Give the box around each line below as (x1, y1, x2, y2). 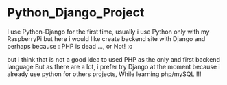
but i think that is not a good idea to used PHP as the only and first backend (7, 55, 221, 63)
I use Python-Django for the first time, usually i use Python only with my (7, 27, 210, 36)
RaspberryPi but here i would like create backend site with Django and (7, 34, 206, 42)
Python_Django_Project (7, 5, 145, 21)
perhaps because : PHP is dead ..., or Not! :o (7, 42, 133, 50)
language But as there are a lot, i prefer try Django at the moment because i (7, 62, 221, 71)
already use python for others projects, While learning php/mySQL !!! (7, 70, 202, 78)
